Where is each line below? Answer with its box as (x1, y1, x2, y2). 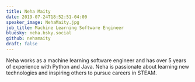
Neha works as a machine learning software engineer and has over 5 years (6, 56, 187, 64)
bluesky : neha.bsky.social (6, 30, 72, 36)
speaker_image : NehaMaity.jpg (6, 19, 80, 25)
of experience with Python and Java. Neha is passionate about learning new (6, 63, 190, 70)
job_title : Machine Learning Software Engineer (6, 24, 124, 31)
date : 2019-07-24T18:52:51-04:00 (6, 14, 88, 20)
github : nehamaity (6, 35, 51, 41)
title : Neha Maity (6, 8, 51, 15)
